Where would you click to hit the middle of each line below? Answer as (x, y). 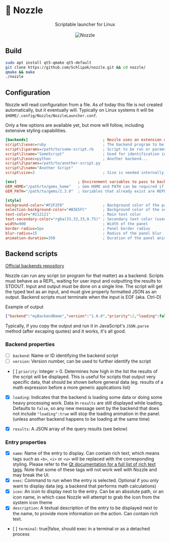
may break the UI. (31, 475)
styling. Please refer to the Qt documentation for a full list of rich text (84, 464)
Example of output (25, 307)
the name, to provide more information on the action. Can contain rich (85, 514)
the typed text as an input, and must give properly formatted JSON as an (81, 292)
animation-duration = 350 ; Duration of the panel (80, 238)
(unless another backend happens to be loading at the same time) (81, 419)
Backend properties (30, 344)
